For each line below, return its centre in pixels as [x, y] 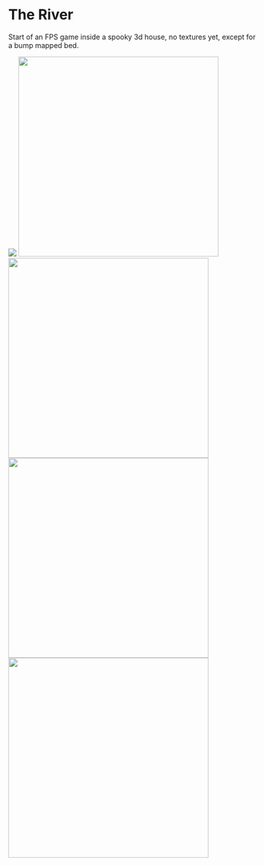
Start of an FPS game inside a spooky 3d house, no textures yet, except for [132, 37]
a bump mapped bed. [44, 45]
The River [41, 15]
